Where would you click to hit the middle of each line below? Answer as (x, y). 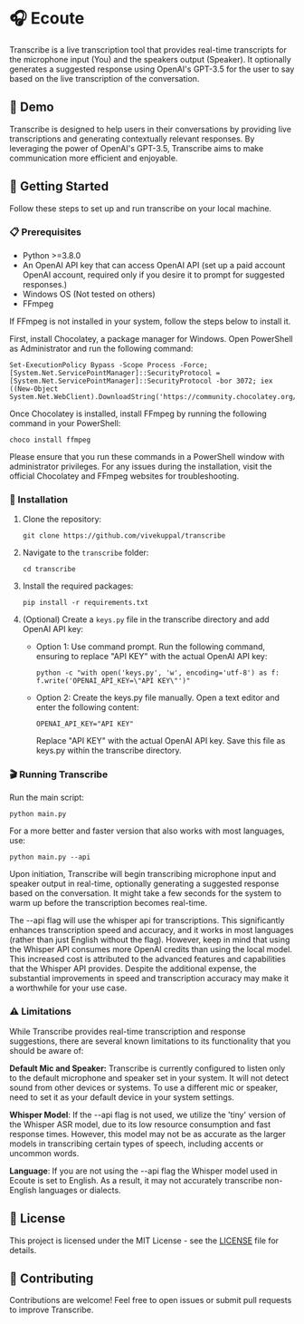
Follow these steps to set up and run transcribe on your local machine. (141, 208)
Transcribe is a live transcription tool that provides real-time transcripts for (148, 49)
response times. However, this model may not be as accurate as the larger (148, 1134)
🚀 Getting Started (59, 186)
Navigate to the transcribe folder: (85, 553)
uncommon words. (44, 1153)
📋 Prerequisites (45, 232)
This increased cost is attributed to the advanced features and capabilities (148, 959)
